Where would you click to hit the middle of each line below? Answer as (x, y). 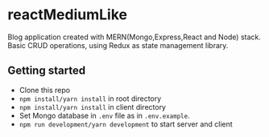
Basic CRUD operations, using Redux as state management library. (118, 45)
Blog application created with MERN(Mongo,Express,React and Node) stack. (134, 37)
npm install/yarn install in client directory (93, 107)
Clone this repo (44, 90)
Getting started (47, 71)
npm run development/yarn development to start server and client (126, 124)
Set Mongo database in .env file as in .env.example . (104, 115)
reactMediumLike (68, 15)
